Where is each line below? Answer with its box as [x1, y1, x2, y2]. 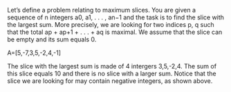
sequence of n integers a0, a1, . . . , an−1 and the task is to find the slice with [7, 13, 225, 21]
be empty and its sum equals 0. [7, 35, 97, 44]
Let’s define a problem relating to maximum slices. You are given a [7, 6, 196, 14]
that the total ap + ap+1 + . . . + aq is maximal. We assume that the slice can [7, 28, 223, 36]
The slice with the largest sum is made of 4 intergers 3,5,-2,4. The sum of [7, 62, 216, 70]
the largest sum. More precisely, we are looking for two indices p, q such [7, 21, 214, 28]
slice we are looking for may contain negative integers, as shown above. [7, 77, 213, 85]
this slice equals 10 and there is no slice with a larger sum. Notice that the [7, 69, 216, 77]
